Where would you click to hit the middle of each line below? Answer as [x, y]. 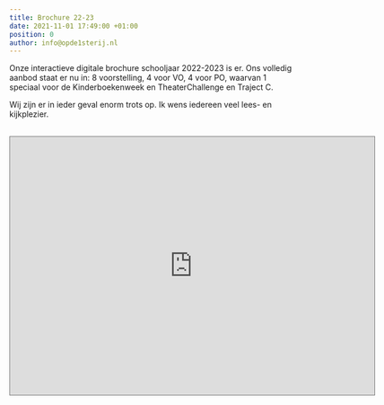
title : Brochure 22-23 [52, 18]
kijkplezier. [29, 114]
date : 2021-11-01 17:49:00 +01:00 [74, 26]
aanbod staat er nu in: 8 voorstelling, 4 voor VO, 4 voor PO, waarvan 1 [138, 78]
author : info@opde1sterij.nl [64, 43]
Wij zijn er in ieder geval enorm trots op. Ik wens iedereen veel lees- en [140, 105]
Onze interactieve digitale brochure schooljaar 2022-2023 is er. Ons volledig [151, 68]
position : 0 [31, 34]
